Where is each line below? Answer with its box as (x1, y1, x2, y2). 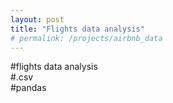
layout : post (10, 14, 65, 25)
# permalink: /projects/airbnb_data (10, 33, 163, 43)
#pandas (10, 82, 47, 94)
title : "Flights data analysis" (10, 24, 145, 34)
